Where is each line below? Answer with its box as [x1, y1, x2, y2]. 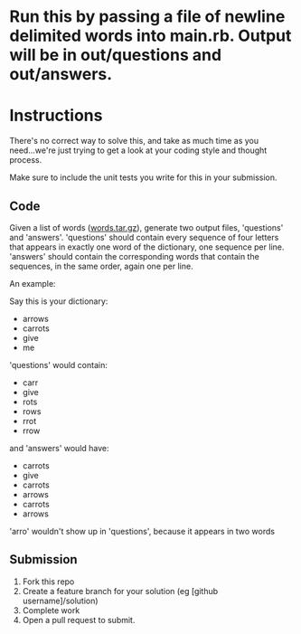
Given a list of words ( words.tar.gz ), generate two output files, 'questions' [9, 222, 284, 232]
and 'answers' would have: [9, 442, 110, 453]
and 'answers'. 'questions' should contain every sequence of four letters [9, 232, 279, 242]
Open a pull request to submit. [22, 614, 136, 625]
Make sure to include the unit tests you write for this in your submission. [9, 172, 277, 183]
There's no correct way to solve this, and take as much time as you [9, 136, 259, 147]
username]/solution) [22, 595, 99, 606]
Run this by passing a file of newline [9, 6, 286, 27]
